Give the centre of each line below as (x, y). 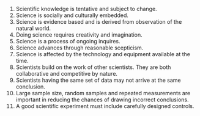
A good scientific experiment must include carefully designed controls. (105, 106)
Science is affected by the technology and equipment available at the (103, 54)
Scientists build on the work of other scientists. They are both (93, 67)
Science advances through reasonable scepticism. (80, 48)
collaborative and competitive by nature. (67, 74)
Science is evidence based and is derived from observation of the (99, 22)
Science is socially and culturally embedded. (72, 15)
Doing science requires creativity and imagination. (79, 35)
